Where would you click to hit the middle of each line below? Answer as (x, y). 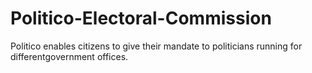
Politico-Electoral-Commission (141, 18)
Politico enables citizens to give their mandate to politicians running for (156, 46)
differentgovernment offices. (69, 56)
